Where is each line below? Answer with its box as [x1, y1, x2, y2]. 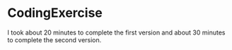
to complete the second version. [7, 35, 102, 44]
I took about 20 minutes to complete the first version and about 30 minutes [7, 28, 226, 37]
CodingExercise [7, 5, 103, 21]
